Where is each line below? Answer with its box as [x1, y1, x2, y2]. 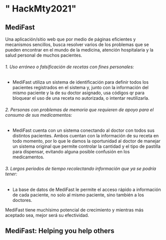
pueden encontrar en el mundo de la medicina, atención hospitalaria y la [5, 47, 154, 53]
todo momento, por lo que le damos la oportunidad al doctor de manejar [12, 138, 161, 144]
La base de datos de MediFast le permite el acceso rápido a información [12, 186, 161, 192]
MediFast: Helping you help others [5, 226, 115, 235]
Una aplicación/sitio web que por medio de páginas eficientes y [5, 36, 136, 42]
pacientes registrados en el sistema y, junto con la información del [12, 85, 149, 91]
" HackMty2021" [5, 3, 76, 15]
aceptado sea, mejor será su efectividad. [5, 212, 89, 218]
